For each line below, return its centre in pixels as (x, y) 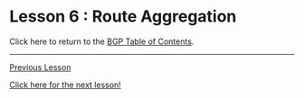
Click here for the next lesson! (66, 85)
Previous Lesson (40, 67)
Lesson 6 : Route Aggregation (123, 17)
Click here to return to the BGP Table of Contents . (102, 41)
